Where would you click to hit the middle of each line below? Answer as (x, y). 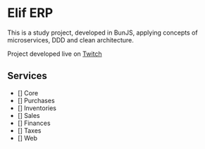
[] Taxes (29, 130)
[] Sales (29, 115)
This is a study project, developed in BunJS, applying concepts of (103, 32)
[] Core (28, 93)
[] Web (27, 138)
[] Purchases (36, 100)
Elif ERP (30, 13)
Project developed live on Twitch (55, 54)
